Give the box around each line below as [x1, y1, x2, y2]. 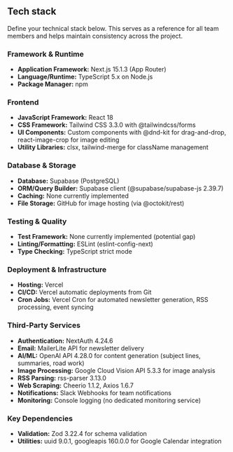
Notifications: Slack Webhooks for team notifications [17, 388, 171, 397]
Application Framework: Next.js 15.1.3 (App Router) [17, 65, 167, 74]
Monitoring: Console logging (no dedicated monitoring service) [17, 396, 202, 404]
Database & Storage [7, 160, 77, 170]
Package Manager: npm [17, 80, 89, 88]
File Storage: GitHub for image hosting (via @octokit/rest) [17, 199, 185, 207]
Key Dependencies [7, 413, 73, 423]
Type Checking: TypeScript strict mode [17, 247, 133, 255]
